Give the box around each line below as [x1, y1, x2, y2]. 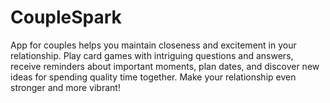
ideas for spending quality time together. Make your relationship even [10, 71, 297, 83]
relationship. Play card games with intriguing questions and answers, [10, 49, 294, 61]
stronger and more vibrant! [10, 81, 121, 93]
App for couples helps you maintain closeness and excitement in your [10, 39, 297, 51]
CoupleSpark [10, 6, 122, 29]
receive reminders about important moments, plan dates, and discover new [10, 60, 320, 72]
